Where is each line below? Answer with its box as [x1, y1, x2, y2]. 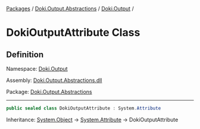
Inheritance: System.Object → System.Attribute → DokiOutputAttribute [6, 116, 179, 123]
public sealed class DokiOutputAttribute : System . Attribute [6, 105, 161, 111]
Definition [6, 49, 43, 59]
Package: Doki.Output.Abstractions [6, 89, 92, 95]
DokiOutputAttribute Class [6, 26, 140, 39]
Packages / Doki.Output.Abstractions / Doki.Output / [6, 5, 134, 12]
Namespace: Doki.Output [6, 65, 68, 72]
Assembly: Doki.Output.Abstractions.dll [6, 77, 102, 84]
